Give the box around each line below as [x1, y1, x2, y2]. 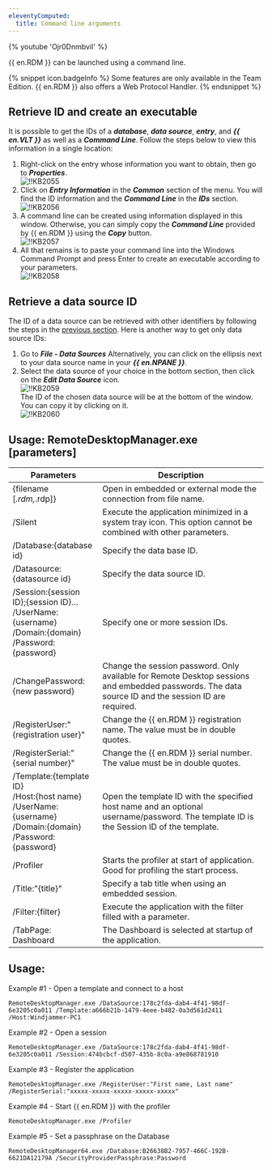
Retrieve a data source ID [8, 295, 138, 308]
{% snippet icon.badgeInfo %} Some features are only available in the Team [8, 73, 261, 83]
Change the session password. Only [102, 660, 240, 671]
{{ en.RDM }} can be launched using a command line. [8, 57, 186, 67]
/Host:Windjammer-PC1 [8, 1013, 82, 1021]
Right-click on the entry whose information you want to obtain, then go [19, 160, 257, 169]
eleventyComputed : [8, 11, 70, 20]
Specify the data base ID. [102, 544, 198, 555]
